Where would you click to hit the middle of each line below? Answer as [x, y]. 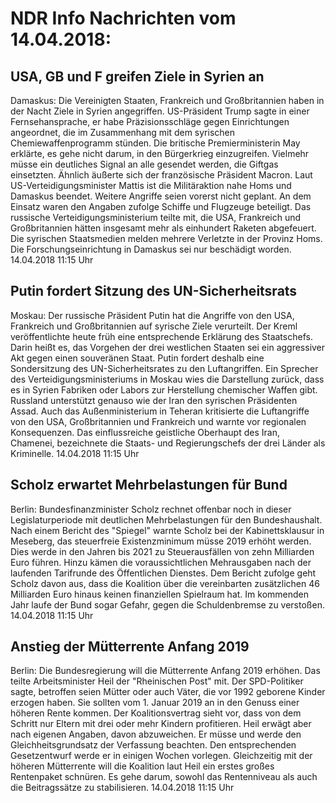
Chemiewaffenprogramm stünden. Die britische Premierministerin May [155, 143]
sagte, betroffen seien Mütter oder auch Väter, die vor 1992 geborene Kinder [168, 692]
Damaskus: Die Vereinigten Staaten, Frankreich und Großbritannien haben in [167, 100]
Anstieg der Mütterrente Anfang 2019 [130, 647]
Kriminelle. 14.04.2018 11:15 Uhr [75, 453]
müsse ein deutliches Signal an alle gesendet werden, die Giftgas [144, 164]
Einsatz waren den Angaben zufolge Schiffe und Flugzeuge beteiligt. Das [161, 206]
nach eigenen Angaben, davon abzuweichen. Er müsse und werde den [156, 734]
